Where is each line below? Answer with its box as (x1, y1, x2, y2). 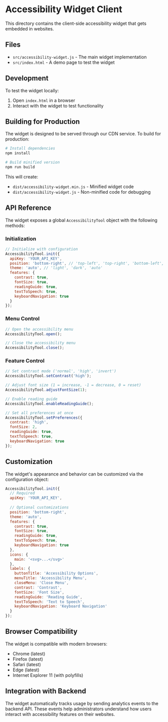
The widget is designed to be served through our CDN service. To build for (5, 131, 161, 137)
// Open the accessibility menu (5, 327, 73, 332)
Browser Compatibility (5, 627, 77, 636)
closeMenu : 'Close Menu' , (14, 581, 69, 586)
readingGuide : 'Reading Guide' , (14, 594, 82, 599)
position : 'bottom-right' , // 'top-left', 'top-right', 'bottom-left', (10, 261, 164, 266)
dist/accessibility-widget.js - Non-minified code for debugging (12, 189, 151, 195)
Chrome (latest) (12, 651, 46, 657)
